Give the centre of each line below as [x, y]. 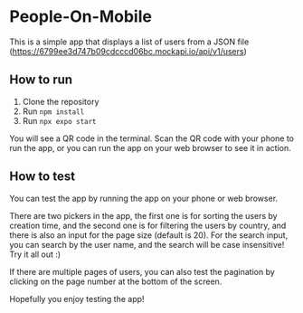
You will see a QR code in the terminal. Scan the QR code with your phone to [152, 138]
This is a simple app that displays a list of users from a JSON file [129, 42]
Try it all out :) [35, 254]
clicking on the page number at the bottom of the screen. [116, 281]
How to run [41, 80]
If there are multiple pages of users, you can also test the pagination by [142, 271]
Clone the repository [61, 101]
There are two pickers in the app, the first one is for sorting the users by [143, 215]
